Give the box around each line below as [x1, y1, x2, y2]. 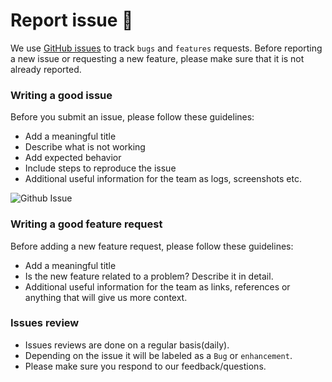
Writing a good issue [10, 88, 113, 102]
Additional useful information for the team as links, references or [24, 280, 291, 293]
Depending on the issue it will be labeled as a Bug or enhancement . [24, 349, 293, 361]
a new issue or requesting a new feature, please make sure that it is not [10, 52, 305, 64]
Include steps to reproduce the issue [24, 162, 177, 174]
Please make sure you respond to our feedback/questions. [24, 360, 267, 372]
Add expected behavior [24, 152, 122, 164]
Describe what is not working [24, 141, 146, 153]
